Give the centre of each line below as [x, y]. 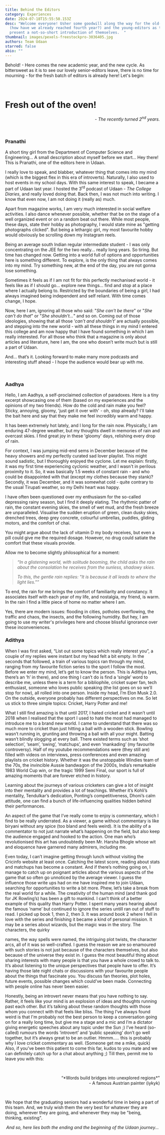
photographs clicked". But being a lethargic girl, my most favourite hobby [79, 230]
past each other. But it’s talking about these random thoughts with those [78, 1006]
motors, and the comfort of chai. [38, 523]
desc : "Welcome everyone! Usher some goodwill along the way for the [78, 23]
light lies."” [28, 582]
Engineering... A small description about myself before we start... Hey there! [82, 158]
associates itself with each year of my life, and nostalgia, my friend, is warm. [82, 597]
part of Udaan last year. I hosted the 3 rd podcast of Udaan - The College [78, 189]
